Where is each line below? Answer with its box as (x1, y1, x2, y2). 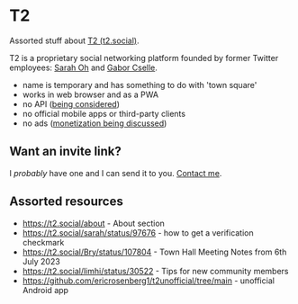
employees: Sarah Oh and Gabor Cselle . (9, 62, 158, 73)
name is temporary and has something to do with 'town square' (22, 79, 257, 90)
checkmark (22, 237, 65, 247)
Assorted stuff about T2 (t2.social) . (9, 35, 140, 46)
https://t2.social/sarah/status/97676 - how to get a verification (22, 227, 254, 238)
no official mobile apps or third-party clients (22, 108, 186, 119)
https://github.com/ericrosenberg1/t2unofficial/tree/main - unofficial (22, 275, 275, 286)
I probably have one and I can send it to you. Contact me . (9, 167, 222, 178)
